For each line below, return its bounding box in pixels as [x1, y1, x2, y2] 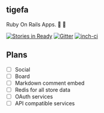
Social [14, 66, 30, 73]
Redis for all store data [14, 86, 71, 93]
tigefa [6, 5, 29, 15]
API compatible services [14, 99, 75, 107]
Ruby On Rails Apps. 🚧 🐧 [6, 20, 66, 28]
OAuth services [14, 93, 53, 100]
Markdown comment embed [14, 79, 85, 87]
